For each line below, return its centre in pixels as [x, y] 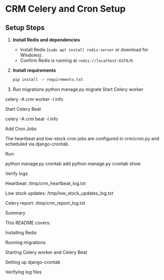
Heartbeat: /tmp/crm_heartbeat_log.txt [46, 183]
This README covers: [28, 223]
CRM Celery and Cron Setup [65, 9]
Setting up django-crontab [33, 262]
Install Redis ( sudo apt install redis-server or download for [84, 50]
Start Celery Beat [23, 109]
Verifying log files [24, 272]
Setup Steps [25, 28]
